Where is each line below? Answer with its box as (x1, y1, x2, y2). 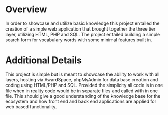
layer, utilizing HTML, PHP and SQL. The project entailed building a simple (5, 31, 160, 37)
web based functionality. (5, 103, 57, 110)
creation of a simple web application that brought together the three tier (5, 25, 156, 32)
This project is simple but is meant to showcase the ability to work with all (5, 71, 160, 77)
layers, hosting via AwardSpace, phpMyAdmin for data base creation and (5, 76, 158, 82)
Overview (5, 4, 47, 15)
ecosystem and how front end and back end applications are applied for (5, 98, 157, 104)
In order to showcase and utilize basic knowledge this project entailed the (5, 20, 160, 26)
